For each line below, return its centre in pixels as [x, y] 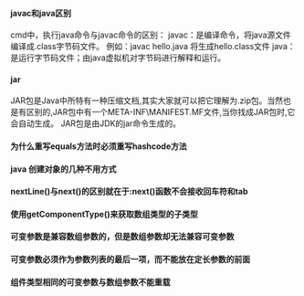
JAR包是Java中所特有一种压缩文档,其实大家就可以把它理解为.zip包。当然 [147, 100]
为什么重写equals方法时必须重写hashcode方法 [99, 146]
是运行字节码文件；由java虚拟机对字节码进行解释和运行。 [118, 58]
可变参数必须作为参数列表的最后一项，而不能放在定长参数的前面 [130, 259]
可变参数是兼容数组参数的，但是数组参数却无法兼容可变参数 [122, 237]
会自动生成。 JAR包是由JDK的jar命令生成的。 [96, 123]
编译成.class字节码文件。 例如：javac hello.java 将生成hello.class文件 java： [153, 47]
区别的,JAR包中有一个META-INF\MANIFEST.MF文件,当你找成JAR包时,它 [161, 112]
